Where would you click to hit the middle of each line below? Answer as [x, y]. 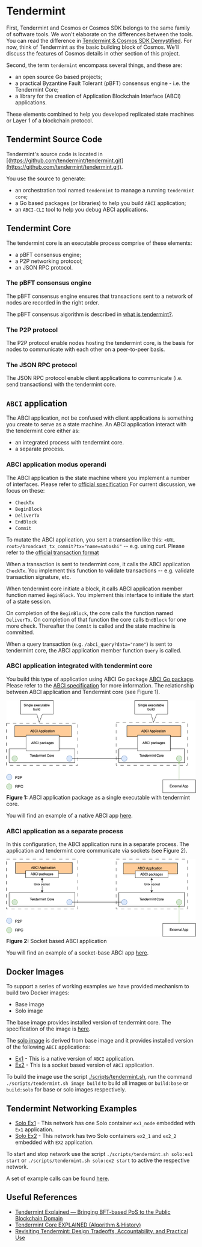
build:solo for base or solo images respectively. [66, 1090]
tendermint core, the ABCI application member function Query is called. [94, 650]
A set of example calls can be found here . [58, 1178]
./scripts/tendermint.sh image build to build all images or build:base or [97, 1083]
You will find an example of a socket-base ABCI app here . [78, 953]
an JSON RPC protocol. [44, 267]
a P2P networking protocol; [49, 261]
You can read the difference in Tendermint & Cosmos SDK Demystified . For [99, 40]
